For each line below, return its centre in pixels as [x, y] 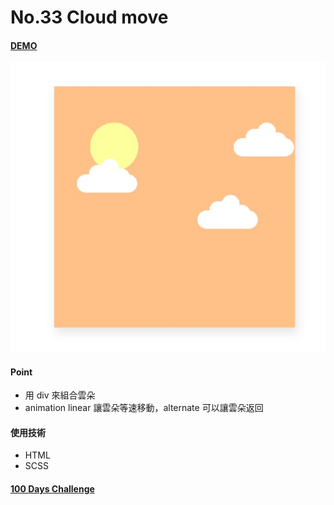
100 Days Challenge [52, 488]
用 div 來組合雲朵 [60, 395]
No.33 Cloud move [89, 17]
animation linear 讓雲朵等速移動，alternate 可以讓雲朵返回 [144, 408]
